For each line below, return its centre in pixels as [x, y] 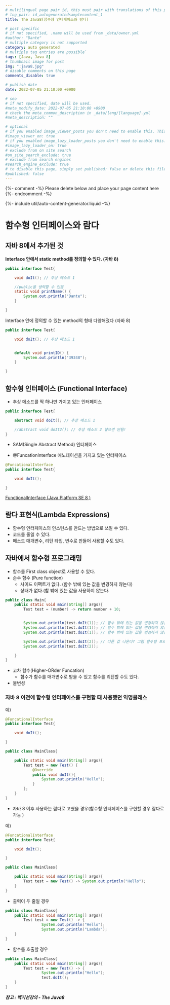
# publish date [21, 85]
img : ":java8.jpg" [25, 66]
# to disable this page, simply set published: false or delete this [80, 169]
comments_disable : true [30, 76]
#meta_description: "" [29, 118]
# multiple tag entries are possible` [46, 52]
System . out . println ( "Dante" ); [55, 296]
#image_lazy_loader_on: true [36, 146]
